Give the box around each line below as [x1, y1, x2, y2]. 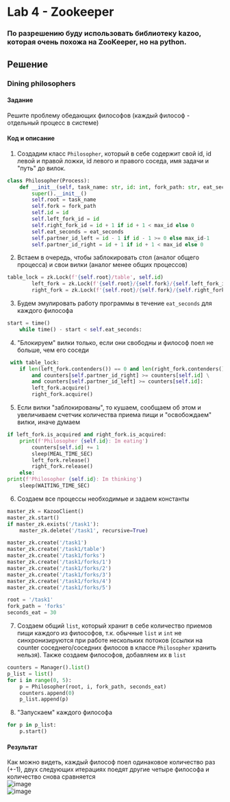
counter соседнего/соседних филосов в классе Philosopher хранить [16, 644, 217, 652]
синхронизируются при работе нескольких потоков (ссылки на [16, 636, 203, 645]
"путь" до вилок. [16, 164, 66, 172]
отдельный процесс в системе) [7, 118, 99, 127]
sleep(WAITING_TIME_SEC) [19, 482, 90, 489]
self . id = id [31, 209, 69, 216]
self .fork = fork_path [31, 203, 97, 210]
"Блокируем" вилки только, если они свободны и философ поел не [16, 338, 214, 346]
